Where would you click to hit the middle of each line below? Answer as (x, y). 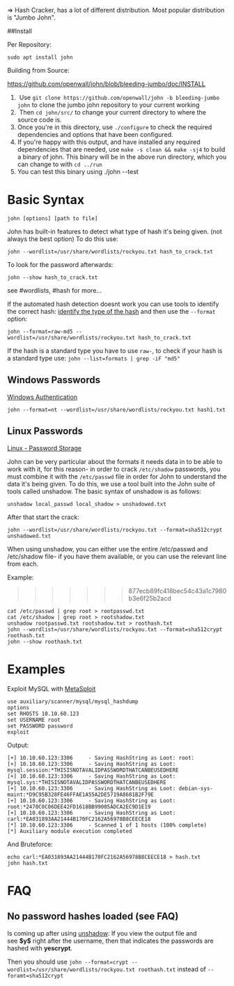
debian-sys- (196, 788)
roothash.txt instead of (172, 969)
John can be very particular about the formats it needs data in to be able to (115, 461)
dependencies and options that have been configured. (95, 135)
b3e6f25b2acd (150, 598)
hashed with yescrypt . (40, 948)
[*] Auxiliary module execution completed (70, 831)
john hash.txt (28, 863)
